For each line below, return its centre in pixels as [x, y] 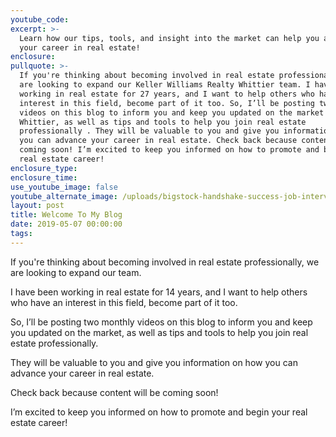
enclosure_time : [44, 177]
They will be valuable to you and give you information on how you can [154, 362]
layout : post [37, 206]
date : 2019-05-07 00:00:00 [66, 224]
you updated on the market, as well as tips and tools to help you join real [159, 332]
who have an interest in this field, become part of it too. [124, 302]
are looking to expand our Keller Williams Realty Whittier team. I [165, 85]
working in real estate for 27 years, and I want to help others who [167, 94]
